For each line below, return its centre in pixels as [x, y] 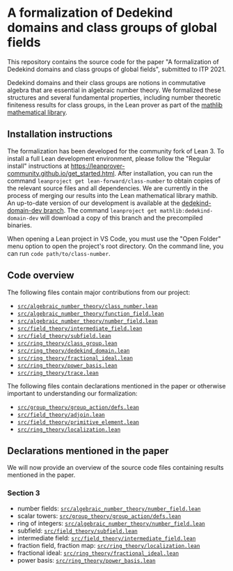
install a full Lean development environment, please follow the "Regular [109, 158]
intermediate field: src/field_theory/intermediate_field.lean [106, 538]
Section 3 [24, 493]
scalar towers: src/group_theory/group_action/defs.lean [99, 516]
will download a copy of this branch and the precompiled [121, 218]
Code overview [41, 276]
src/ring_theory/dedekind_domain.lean [73, 351]
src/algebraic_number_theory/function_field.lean [91, 314]
